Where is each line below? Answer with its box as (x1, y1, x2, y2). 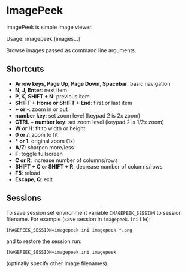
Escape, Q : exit (14, 175, 53, 183)
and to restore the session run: (6, 238, 82, 245)
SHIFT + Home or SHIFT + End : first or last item (14, 99, 133, 106)
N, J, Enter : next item (14, 86, 68, 94)
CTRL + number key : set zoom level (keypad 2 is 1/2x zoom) (14, 118, 165, 125)
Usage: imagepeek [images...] (6, 35, 81, 42)
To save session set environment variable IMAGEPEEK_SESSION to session (6, 209, 183, 216)
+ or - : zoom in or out (14, 106, 68, 113)
